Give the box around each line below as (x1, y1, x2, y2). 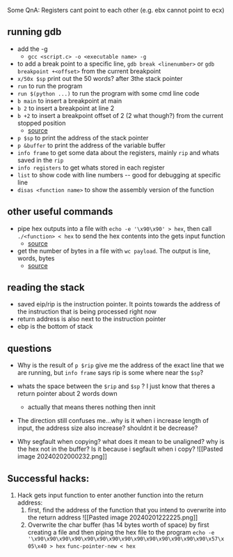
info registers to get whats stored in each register (17, 163, 165, 172)
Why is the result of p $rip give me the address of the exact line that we (17, 361, 225, 369)
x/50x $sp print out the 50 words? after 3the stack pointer (17, 74, 183, 82)
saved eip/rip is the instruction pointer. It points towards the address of (17, 300, 220, 309)
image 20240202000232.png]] (17, 452, 108, 461)
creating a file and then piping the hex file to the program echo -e (27, 528, 215, 537)
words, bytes (17, 254, 55, 262)
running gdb (7, 26, 62, 38)
